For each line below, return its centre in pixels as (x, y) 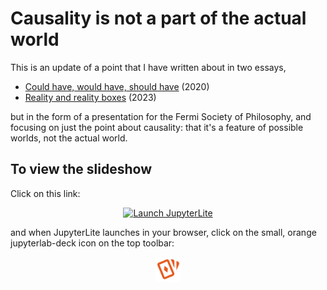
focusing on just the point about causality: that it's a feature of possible (157, 127)
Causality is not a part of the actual (158, 18)
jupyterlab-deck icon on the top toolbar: (92, 243)
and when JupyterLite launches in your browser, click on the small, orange (163, 232)
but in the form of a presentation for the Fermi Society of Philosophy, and (161, 116)
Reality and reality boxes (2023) (90, 97)
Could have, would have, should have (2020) (117, 86)
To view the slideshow (81, 169)
